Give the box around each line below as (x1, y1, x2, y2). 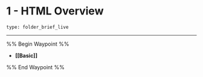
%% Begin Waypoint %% (6, 40, 69, 48)
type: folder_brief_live (6, 24, 69, 30)
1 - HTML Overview (6, 4, 104, 18)
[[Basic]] (14, 52, 38, 59)
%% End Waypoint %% (6, 63, 65, 70)
